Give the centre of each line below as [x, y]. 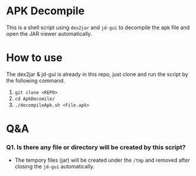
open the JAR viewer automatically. [49, 33]
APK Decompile [45, 11]
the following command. [36, 80]
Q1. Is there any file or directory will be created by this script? [96, 147]
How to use [34, 58]
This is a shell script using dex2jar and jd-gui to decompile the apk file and [98, 27]
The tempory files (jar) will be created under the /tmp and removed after [102, 160]
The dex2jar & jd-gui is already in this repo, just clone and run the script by [97, 74]
